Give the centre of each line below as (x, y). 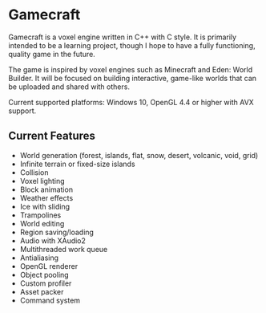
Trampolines (40, 215)
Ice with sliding (45, 206)
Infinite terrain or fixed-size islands (77, 164)
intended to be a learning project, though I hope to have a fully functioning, (132, 45)
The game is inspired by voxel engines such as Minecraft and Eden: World (131, 69)
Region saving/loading (57, 232)
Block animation (46, 189)
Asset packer (42, 291)
